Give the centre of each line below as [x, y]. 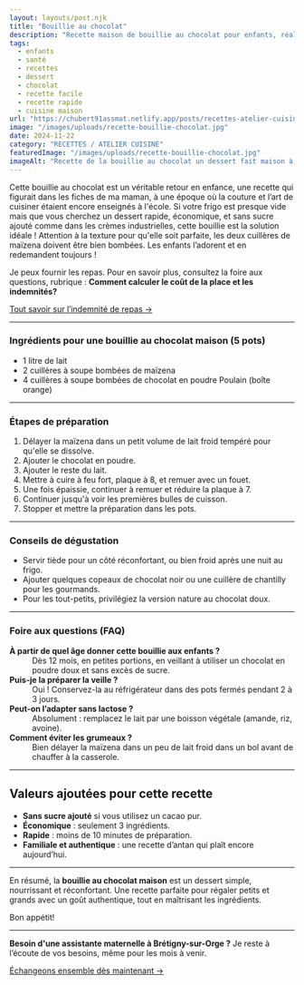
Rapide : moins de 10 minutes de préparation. [107, 834]
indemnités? [33, 291]
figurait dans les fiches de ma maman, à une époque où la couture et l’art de [152, 197]
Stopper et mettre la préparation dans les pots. [109, 509]
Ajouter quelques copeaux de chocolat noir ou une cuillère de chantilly [154, 580]
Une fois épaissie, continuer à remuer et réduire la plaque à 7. [137, 490]
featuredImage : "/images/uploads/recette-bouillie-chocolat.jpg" [135, 152]
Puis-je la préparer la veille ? [64, 679]
